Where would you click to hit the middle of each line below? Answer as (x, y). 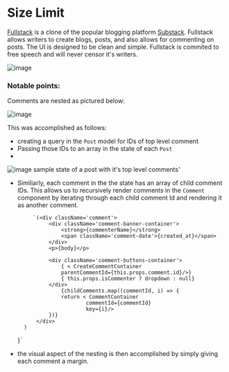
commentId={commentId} (118, 303)
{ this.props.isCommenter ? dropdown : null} (128, 279)
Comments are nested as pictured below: (66, 101)
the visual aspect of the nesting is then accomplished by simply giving (118, 354)
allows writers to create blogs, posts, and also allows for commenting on (111, 39)
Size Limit (36, 13)
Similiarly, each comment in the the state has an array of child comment (120, 183)
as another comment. (48, 205)
